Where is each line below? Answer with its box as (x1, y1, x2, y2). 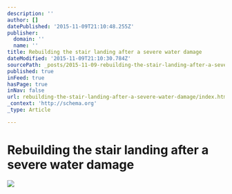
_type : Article (7, 106, 51, 113)
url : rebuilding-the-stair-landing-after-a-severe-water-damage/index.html (7, 94, 230, 101)
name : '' (13, 42, 39, 49)
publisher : (7, 29, 39, 37)
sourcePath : (7, 61, 41, 68)
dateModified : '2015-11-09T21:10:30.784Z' (7, 55, 131, 62)
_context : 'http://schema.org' (7, 100, 97, 107)
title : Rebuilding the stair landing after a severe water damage (7, 49, 202, 56)
